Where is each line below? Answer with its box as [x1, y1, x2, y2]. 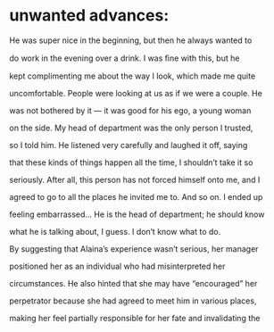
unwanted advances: [9, 5, 170, 26]
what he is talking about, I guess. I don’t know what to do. [9, 226, 221, 237]
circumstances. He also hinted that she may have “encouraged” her [9, 278, 258, 288]
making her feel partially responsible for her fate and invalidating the [9, 312, 261, 323]
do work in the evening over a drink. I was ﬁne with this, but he [9, 53, 240, 63]
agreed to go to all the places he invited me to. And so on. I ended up [9, 191, 263, 202]
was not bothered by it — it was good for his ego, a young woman [9, 104, 252, 116]
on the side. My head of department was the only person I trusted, [9, 122, 253, 133]
